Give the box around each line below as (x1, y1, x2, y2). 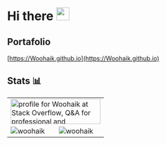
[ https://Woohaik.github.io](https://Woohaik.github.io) (7, 54, 160, 62)
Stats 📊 (7, 75, 42, 87)
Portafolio (7, 35, 51, 48)
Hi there (7, 8, 54, 24)
